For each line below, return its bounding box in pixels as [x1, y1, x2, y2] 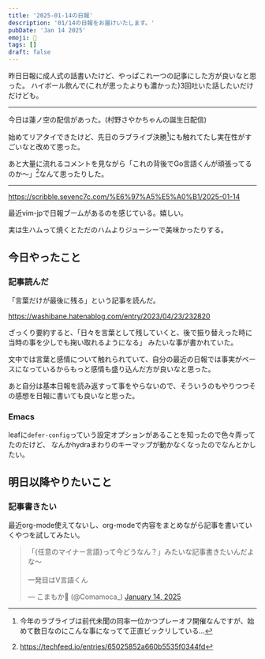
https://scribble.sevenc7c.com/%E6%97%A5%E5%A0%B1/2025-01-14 [8, 192, 241, 201]
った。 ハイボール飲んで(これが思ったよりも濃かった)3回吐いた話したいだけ [8, 81, 254, 90]
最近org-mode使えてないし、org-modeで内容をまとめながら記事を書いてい [8, 520, 252, 529]
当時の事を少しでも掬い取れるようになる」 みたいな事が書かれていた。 [8, 337, 238, 347]
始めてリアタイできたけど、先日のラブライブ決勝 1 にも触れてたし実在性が [8, 131, 245, 141]
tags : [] [8, 41, 37, 49]
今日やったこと [8, 250, 81, 264]
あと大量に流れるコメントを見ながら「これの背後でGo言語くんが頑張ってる [8, 159, 252, 168]
